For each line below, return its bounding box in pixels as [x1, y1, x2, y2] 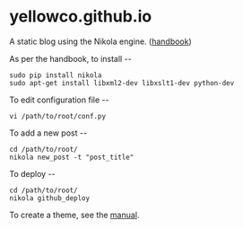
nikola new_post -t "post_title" [9, 153, 135, 162]
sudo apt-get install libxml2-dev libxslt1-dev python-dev [9, 78, 235, 87]
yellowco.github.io [9, 6, 152, 27]
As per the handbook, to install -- [9, 53, 132, 64]
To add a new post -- [9, 128, 88, 138]
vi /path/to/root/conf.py [9, 111, 106, 120]
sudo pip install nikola [9, 70, 102, 80]
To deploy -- [9, 168, 56, 179]
